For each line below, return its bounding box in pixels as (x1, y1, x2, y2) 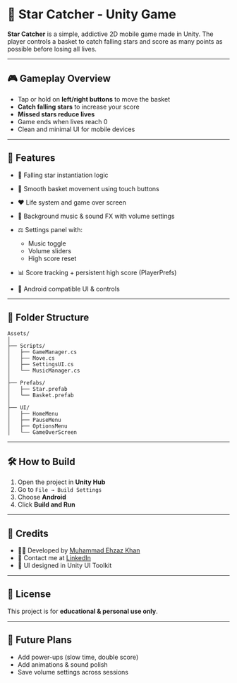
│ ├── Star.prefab (7, 386, 68, 393)
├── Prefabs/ (7, 380, 46, 387)
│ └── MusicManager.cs (7, 367, 80, 375)
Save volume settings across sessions (17, 667, 129, 676)
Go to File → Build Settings (17, 485, 102, 494)
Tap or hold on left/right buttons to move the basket (17, 95, 171, 103)
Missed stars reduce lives (17, 109, 95, 119)
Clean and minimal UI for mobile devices (17, 125, 135, 133)
